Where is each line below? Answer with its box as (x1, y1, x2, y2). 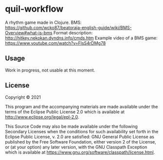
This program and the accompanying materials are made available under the (5, 104, 158, 109)
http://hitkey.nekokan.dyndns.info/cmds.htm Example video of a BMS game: (5, 35, 158, 41)
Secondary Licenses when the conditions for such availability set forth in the (5, 128, 159, 134)
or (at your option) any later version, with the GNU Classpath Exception (5, 144, 147, 150)
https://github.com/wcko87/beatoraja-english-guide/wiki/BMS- (5, 24, 132, 30)
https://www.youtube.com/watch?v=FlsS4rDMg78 (5, 40, 106, 46)
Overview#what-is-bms (5, 30, 53, 36)
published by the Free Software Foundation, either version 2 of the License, (5, 139, 157, 144)
